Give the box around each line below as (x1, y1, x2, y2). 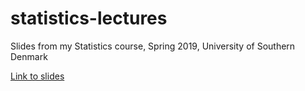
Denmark (10, 50, 48, 62)
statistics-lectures (10, 7, 168, 30)
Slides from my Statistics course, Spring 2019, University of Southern (10, 40, 296, 52)
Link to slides (10, 70, 65, 82)
